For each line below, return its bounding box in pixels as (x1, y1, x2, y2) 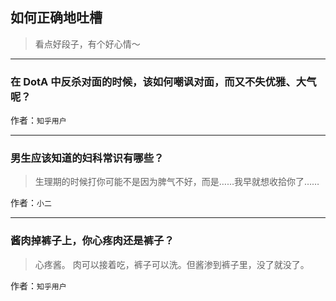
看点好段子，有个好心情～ (34, 38, 141, 50)
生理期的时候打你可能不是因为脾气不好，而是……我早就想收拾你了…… (34, 176, 320, 188)
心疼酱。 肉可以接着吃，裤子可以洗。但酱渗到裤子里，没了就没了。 (34, 258, 310, 270)
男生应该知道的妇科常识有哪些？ (10, 151, 165, 165)
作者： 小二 (10, 197, 52, 209)
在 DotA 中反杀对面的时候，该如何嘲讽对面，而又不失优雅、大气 (10, 74, 317, 88)
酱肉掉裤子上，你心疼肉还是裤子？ (10, 234, 175, 248)
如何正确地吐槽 (10, 9, 103, 27)
